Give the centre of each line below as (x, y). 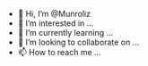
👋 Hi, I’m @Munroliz (54, 14)
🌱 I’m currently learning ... (65, 33)
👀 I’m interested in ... (56, 23)
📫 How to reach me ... (59, 52)
